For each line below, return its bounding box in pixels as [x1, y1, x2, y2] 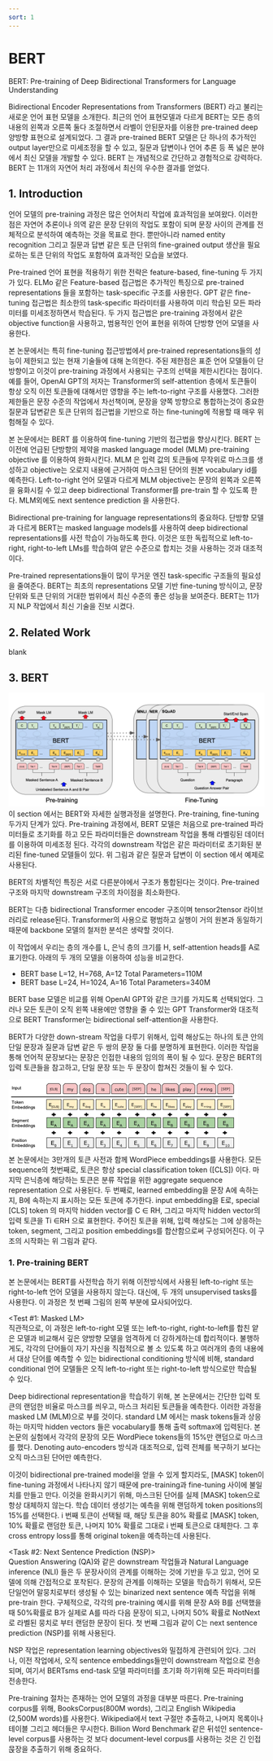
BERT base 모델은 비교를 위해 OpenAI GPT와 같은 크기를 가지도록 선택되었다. [8, 995, 255, 1004]
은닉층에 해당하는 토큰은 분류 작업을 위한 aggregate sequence [23, 1175, 223, 1185]
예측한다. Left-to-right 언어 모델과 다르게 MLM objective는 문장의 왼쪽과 [8, 475, 240, 485]
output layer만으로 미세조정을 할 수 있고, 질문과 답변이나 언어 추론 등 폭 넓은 [8, 143, 249, 152]
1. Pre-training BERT [8, 1257, 89, 1268]
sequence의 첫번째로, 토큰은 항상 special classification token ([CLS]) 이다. [8, 1165, 251, 1175]
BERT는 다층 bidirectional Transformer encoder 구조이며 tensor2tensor [8, 905, 242, 915]
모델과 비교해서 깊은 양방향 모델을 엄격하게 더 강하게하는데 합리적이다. [16, 1333, 238, 1343]
